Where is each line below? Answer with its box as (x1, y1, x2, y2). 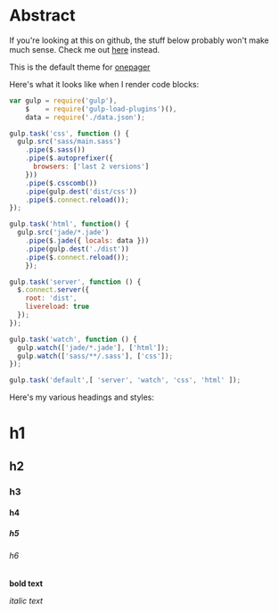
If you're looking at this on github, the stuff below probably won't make (9, 35, 270, 46)
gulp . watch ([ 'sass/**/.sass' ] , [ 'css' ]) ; (17, 352, 174, 360)
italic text (9, 595, 43, 606)
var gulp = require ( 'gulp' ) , (9, 95, 118, 105)
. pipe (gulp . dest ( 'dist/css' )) (25, 186, 138, 196)
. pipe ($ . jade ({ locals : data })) (25, 236, 150, 245)
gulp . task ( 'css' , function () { (9, 128, 129, 138)
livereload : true (25, 302, 90, 311)
